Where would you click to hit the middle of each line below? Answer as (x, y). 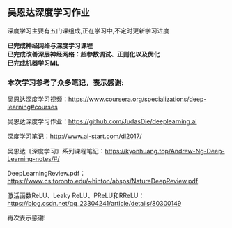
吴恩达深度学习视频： (38, 99)
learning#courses (32, 107)
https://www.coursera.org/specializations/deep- (138, 99)
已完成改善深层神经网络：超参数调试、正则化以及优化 (84, 54)
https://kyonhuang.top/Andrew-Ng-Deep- (165, 151)
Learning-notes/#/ (34, 159)
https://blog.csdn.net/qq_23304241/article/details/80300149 (94, 204)
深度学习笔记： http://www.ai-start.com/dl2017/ (75, 136)
